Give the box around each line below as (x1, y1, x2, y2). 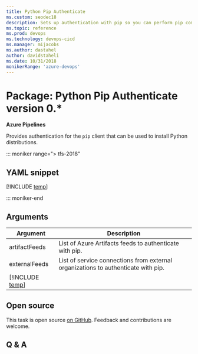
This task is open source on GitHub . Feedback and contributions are (6, 316, 172, 323)
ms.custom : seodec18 (6, 14, 57, 20)
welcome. (6, 323, 30, 330)
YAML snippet (6, 167, 59, 177)
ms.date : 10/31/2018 (6, 58, 57, 64)
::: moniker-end (6, 194, 44, 202)
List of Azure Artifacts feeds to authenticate (58, 239, 180, 247)
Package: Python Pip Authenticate (6, 89, 178, 102)
